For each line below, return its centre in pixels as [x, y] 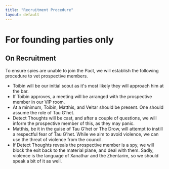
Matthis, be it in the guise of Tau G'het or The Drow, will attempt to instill [88, 129]
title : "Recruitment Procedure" [39, 10]
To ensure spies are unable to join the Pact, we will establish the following [82, 70]
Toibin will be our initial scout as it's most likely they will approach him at [88, 86]
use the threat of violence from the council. [57, 139]
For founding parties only [59, 40]
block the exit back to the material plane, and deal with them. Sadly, [83, 150]
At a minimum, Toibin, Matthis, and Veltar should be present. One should [88, 107]
